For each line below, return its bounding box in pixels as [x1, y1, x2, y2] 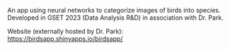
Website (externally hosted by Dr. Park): [7, 27, 124, 35]
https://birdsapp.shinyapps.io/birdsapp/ [7, 35, 123, 43]
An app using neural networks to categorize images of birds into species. [7, 6, 221, 14]
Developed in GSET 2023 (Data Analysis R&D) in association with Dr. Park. [7, 13, 224, 22]
